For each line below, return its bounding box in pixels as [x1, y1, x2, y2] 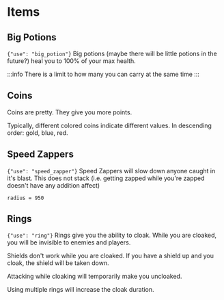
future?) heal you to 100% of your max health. [7, 57, 137, 65]
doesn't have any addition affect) [7, 181, 100, 189]
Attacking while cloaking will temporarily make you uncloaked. [7, 272, 182, 281]
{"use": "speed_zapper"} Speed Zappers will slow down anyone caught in [7, 166, 216, 175]
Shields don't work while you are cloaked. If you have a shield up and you [7, 251, 214, 260]
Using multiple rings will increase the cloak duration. [7, 286, 155, 294]
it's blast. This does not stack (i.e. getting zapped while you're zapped [7, 174, 205, 182]
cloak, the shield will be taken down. [7, 259, 109, 267]
